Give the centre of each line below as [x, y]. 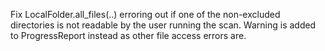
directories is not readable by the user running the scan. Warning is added [163, 25]
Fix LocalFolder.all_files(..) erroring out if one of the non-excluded [145, 14]
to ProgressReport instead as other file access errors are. [128, 35]
